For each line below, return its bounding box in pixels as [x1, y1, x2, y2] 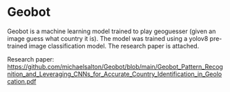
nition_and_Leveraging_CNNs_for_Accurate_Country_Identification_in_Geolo [7, 70, 222, 78]
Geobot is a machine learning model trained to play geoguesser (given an [7, 27, 216, 35]
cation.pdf [7, 77, 37, 85]
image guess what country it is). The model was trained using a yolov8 [7, 34, 209, 42]
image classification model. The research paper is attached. [28, 42, 200, 50]
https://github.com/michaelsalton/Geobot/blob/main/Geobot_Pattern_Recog [7, 62, 223, 71]
